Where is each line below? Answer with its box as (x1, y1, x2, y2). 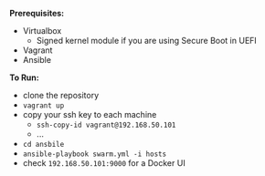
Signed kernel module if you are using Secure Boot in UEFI (36, 36, 258, 46)
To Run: (9, 72, 39, 83)
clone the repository (22, 90, 100, 100)
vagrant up (22, 101, 65, 110)
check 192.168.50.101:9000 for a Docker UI (22, 158, 185, 168)
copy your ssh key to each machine (22, 109, 157, 119)
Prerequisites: (9, 8, 65, 18)
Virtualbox (22, 26, 62, 36)
